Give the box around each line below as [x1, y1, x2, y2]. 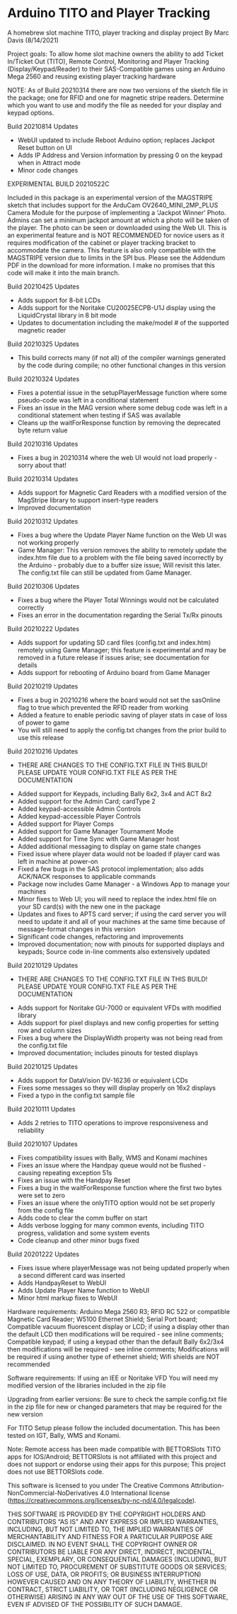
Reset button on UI [17, 143, 73, 151]
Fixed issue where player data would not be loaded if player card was [17, 849, 221, 858]
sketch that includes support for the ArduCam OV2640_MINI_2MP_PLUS [7, 200, 219, 209]
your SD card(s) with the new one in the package [17, 902, 161, 911]
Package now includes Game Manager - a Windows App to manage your [17, 880, 230, 888]
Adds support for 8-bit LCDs [17, 296, 101, 304]
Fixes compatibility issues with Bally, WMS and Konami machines [17, 1153, 208, 1162]
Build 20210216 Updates [7, 747, 79, 755]
